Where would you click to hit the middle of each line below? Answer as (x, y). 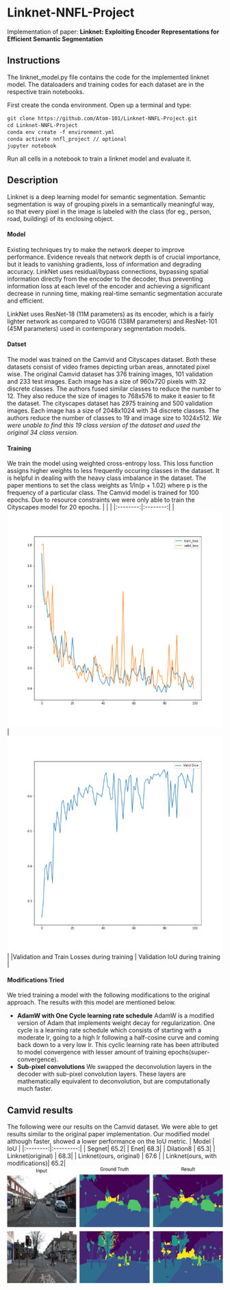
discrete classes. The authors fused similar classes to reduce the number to (114, 389)
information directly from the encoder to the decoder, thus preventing (105, 279)
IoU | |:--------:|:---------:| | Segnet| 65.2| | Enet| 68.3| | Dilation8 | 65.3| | (111, 1149)
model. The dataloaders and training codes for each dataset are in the (106, 84)
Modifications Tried (36, 980)
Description (33, 180)
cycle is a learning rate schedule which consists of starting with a (109, 1030)
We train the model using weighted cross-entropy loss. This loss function (110, 463)
